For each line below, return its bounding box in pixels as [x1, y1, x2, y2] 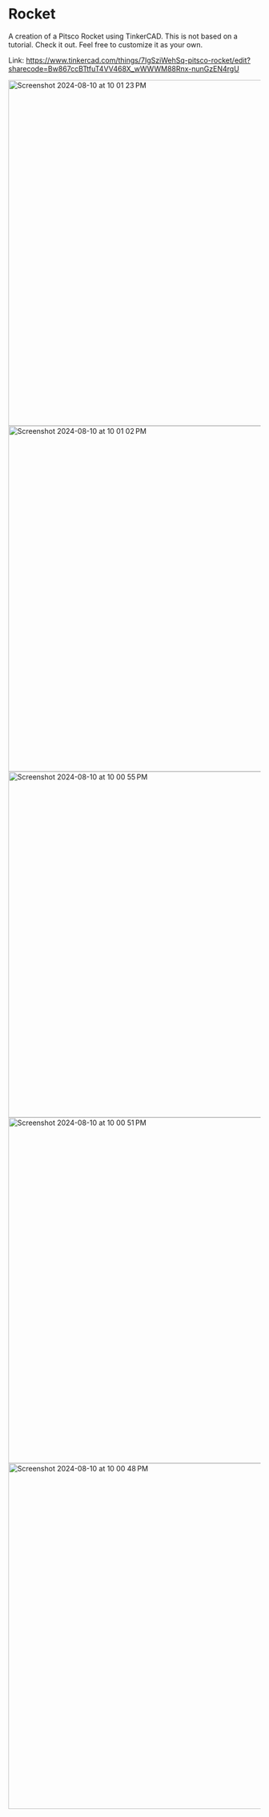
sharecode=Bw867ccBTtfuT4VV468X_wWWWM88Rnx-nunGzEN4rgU [8, 63, 240, 73]
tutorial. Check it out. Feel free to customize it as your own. [8, 39, 203, 49]
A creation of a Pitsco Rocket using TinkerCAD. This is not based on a [8, 31, 238, 41]
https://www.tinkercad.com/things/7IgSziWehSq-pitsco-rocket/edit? [26, 55, 251, 65]
